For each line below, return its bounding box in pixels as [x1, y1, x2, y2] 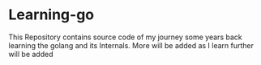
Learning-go [8, 6, 95, 24]
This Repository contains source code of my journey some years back [8, 32, 242, 42]
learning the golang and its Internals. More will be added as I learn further [8, 40, 254, 50]
